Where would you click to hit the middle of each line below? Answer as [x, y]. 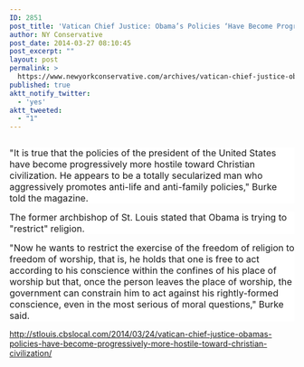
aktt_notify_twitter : [50, 93]
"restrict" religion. [47, 229]
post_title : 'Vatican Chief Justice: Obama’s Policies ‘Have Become [141, 26]
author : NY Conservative [56, 34]
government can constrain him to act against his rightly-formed [144, 293]
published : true [40, 85]
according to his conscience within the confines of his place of [143, 270]
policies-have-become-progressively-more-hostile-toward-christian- [138, 343]
